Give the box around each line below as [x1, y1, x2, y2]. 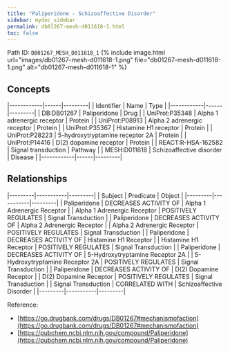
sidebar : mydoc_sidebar [7, 17, 76, 24]
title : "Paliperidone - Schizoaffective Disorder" [7, 10, 156, 17]
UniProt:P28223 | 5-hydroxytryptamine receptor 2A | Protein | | [7, 131, 186, 139]
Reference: [7, 300, 39, 309]
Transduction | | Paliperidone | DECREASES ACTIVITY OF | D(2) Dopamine [7, 264, 219, 273]
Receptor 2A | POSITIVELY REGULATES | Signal [63, 258, 199, 266]
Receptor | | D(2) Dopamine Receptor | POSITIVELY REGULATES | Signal [7, 272, 213, 280]
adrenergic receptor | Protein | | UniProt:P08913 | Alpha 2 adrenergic [7, 116, 202, 125]
